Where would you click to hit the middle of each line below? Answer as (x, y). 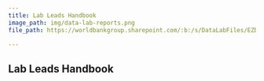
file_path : (26, 30)
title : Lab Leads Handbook (52, 15)
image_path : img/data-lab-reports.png (71, 23)
